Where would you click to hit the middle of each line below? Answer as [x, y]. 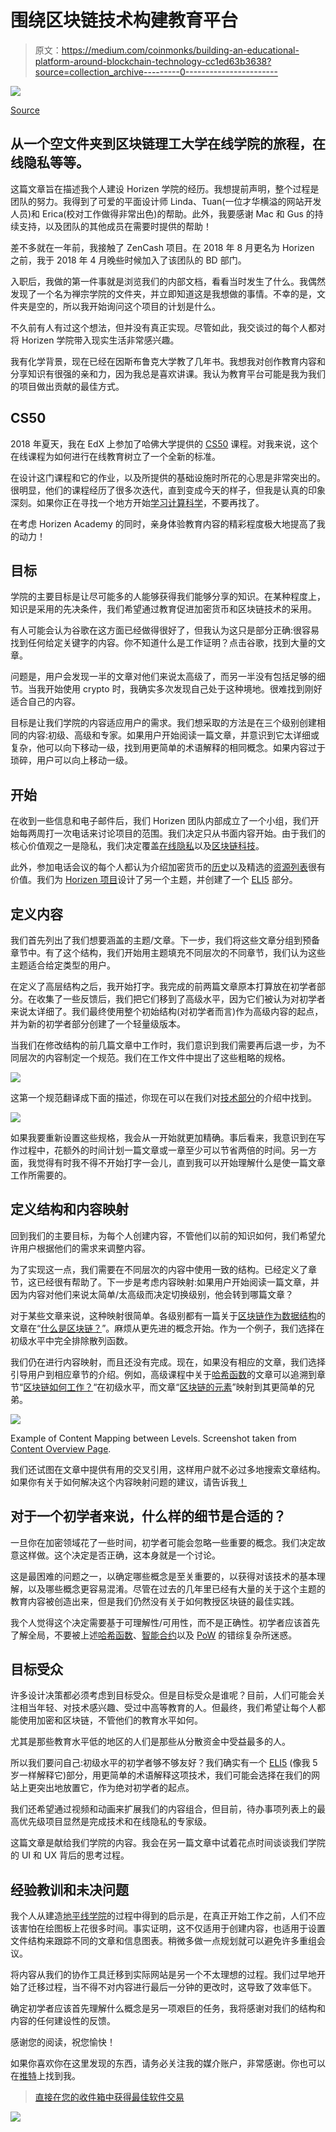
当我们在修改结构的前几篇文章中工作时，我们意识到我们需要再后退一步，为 [163, 1045]
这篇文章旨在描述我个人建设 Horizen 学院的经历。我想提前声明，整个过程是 [165, 188]
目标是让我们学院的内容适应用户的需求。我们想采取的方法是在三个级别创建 [163, 723]
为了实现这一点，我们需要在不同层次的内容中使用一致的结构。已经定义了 [159, 1269]
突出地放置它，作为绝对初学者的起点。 [115, 1788]
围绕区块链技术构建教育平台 [124, 20]
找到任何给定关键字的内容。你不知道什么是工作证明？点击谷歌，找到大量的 [163, 643]
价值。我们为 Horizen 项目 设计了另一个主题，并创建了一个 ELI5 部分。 [154, 880]
